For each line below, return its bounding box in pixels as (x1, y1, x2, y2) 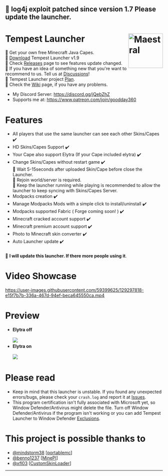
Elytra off (12, 327, 32, 333)
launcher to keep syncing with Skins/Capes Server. (12, 188, 118, 194)
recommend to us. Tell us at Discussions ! (5, 71, 90, 77)
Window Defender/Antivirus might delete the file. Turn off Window (12, 405, 148, 411)
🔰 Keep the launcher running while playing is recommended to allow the (12, 182, 161, 188)
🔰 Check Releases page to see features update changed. (5, 60, 122, 66)
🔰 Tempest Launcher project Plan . (5, 76, 75, 82)
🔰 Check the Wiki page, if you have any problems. (5, 81, 108, 88)
